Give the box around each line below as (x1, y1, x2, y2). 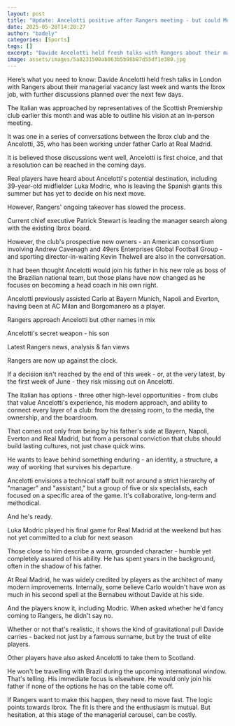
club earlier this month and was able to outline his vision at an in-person (7, 111, 215, 119)
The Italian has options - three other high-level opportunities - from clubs (7, 391, 218, 399)
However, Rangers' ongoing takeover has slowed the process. (7, 203, 186, 211)
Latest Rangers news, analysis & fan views (7, 342, 130, 351)
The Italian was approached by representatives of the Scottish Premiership (7, 103, 223, 112)
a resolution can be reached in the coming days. (7, 161, 146, 169)
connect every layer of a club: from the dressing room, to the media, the (7, 405, 215, 414)
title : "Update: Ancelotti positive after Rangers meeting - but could (7, 17, 220, 24)
